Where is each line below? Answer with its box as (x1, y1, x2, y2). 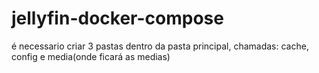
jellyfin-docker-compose (11, 7, 224, 30)
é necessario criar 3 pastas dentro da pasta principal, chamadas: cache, (11, 40, 309, 52)
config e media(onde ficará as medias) (11, 50, 171, 62)
